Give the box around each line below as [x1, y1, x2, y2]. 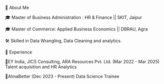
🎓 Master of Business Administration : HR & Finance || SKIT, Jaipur [5, 15, 142, 20]
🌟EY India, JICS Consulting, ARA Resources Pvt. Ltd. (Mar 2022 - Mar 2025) [5, 59, 160, 64]
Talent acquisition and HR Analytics [5, 64, 77, 70]
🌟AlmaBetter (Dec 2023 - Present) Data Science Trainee [5, 74, 120, 79]
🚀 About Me [5, 5, 30, 10]
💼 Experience [5, 49, 33, 55]
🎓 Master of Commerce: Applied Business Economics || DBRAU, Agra [5, 26, 148, 32]
